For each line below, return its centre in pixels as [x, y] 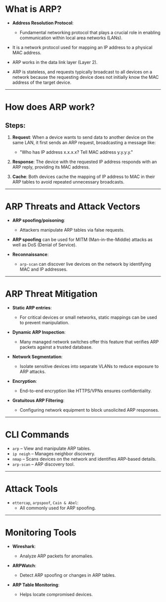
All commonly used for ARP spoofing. [58, 508]
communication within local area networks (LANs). [71, 38]
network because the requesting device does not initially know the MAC [85, 77]
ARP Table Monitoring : [36, 585]
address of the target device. [42, 82]
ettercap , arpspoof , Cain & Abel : [45, 502]
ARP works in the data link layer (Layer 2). [55, 62]
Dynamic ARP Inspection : [39, 332]
